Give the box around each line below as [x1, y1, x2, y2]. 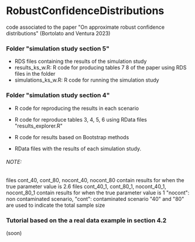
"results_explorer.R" [14, 122, 63, 129]
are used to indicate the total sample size [6, 201, 105, 209]
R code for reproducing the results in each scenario [14, 105, 139, 112]
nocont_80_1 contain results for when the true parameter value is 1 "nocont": [6, 189, 190, 196]
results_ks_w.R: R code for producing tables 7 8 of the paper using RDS [14, 64, 187, 71]
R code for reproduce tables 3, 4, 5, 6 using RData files [14, 116, 148, 123]
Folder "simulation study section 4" [6, 91, 110, 99]
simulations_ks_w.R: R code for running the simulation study [14, 76, 159, 83]
